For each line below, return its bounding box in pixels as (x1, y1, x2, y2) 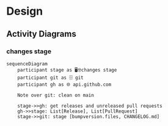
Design (6, 4, 43, 18)
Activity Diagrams (6, 29, 76, 39)
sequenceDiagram (6, 61, 48, 67)
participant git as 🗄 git (17, 75, 84, 81)
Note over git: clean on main (17, 92, 95, 98)
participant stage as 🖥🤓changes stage (17, 67, 117, 73)
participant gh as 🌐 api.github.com (17, 81, 112, 87)
